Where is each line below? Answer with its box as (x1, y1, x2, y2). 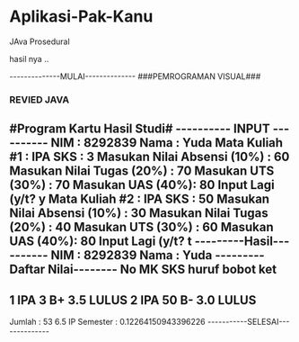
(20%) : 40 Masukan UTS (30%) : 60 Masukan (9, 220, 274, 235)
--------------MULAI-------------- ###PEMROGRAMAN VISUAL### (9, 70, 261, 82)
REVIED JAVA (9, 93, 70, 105)
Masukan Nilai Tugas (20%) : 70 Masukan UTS (9, 164, 275, 179)
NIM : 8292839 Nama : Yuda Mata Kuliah (50, 135, 284, 150)
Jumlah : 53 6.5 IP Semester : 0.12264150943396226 (9, 317, 207, 328)
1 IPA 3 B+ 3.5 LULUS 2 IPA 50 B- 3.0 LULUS (9, 292, 257, 308)
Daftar (9, 262, 46, 277)
